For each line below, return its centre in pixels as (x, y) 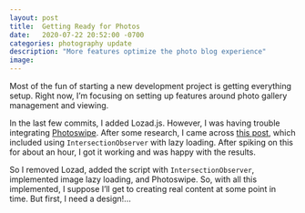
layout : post (34, 18)
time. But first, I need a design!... (71, 198)
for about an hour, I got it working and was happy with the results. (133, 152)
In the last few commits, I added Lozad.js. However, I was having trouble (145, 123)
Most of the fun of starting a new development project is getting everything (151, 86)
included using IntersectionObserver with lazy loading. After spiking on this (152, 142)
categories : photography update (71, 43)
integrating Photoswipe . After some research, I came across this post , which (152, 132)
